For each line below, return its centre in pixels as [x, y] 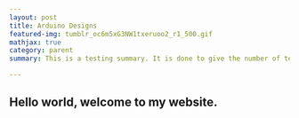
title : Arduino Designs [53, 26]
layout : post [33, 17]
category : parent [41, 51]
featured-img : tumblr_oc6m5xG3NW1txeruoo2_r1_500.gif [111, 34]
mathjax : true [36, 42]
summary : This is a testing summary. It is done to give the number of [145, 59]
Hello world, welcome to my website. [113, 102]
